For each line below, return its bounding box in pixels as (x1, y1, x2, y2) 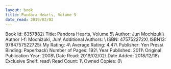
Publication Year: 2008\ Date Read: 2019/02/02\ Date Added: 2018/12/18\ (5, 53, 159, 59)
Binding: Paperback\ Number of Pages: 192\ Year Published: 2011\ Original (5, 47, 162, 54)
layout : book (5, 7, 33, 13)
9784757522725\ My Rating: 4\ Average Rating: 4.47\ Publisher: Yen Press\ (5, 42, 164, 48)
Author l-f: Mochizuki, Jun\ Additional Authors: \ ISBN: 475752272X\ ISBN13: (5, 36, 166, 42)
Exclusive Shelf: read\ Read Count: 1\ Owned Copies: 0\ (5, 58, 123, 64)
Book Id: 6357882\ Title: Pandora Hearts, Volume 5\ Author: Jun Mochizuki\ (5, 31, 164, 37)
